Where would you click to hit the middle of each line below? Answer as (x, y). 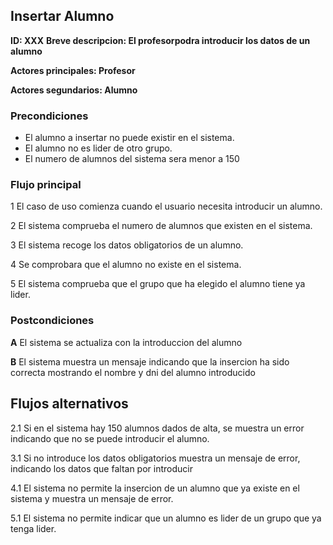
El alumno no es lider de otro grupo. (98, 148)
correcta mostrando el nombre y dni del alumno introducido (133, 372)
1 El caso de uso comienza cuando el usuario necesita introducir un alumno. (166, 206)
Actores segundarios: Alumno (74, 90)
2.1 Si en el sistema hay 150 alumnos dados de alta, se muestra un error (157, 428)
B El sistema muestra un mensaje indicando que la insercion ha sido (150, 361)
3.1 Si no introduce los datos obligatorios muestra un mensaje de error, (155, 458)
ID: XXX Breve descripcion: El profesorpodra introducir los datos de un (160, 40)
